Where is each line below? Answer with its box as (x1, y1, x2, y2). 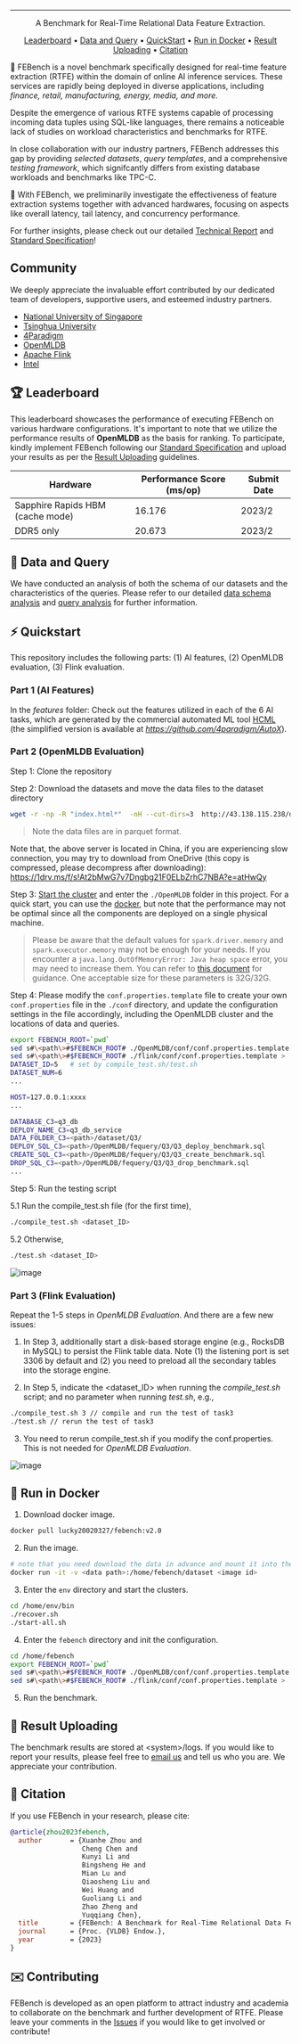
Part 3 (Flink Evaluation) (10, 1289, 117, 1301)
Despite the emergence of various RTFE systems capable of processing (10, 108, 274, 118)
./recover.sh (10, 1610, 59, 1619)
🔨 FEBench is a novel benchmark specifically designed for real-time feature (10, 62, 288, 72)
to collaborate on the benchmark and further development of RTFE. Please (10, 2007, 284, 2017)
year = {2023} (18, 1935, 102, 1944)
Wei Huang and (81, 1885, 134, 1894)
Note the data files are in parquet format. (31, 825, 182, 836)
